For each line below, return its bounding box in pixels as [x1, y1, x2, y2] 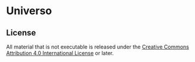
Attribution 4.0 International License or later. [6, 50, 114, 57]
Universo [6, 4, 52, 18]
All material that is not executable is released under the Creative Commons [6, 43, 189, 50]
